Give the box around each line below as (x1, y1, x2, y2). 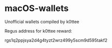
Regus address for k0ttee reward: (4, 28, 72, 34)
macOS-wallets (4, 3, 69, 14)
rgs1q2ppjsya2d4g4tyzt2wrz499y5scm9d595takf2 (4, 37, 108, 43)
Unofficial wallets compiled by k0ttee (4, 19, 79, 24)
